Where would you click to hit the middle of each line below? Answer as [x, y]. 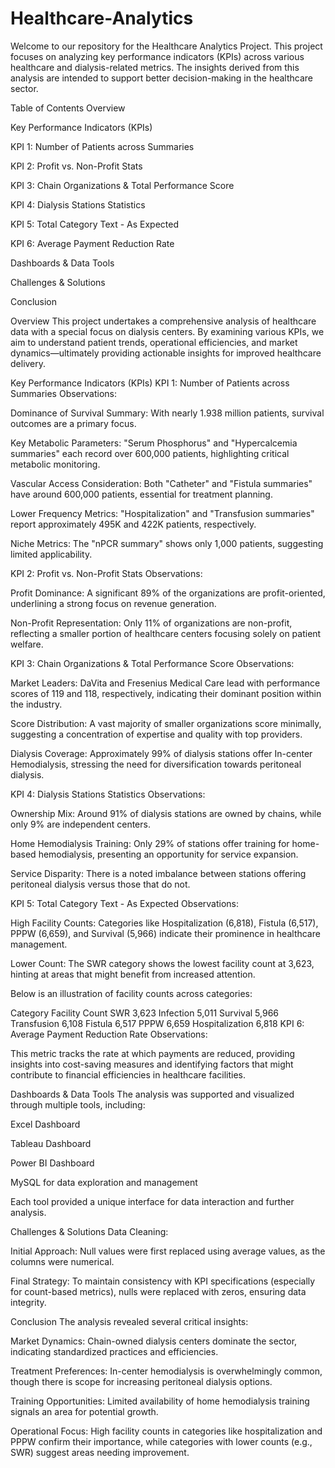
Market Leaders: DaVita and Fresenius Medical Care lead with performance [165, 683]
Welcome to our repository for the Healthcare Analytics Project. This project [166, 46]
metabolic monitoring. [55, 464]
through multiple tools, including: [78, 1104]
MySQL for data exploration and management [104, 1182]
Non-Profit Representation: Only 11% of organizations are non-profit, [151, 623]
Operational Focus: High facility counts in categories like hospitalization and [166, 1431]
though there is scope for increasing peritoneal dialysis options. [141, 1381]
